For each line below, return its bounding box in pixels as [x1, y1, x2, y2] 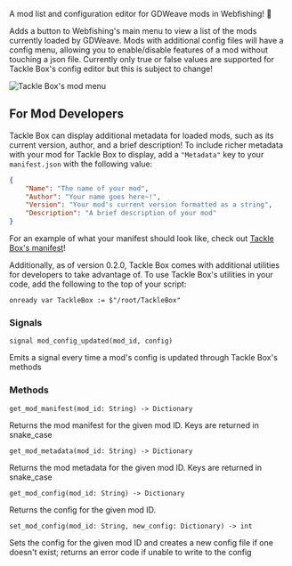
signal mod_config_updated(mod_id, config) [9, 336, 174, 346]
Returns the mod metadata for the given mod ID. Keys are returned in [9, 462, 263, 473]
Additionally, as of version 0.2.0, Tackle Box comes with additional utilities [9, 260, 280, 271]
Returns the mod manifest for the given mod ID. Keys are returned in [9, 419, 260, 431]
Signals [9, 316, 43, 328]
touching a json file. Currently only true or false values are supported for [9, 54, 274, 64]
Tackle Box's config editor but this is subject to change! [9, 63, 214, 74]
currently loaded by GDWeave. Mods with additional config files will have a [9, 36, 284, 45]
